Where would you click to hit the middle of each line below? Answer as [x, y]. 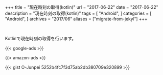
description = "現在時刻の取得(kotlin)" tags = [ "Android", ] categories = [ [78, 13]
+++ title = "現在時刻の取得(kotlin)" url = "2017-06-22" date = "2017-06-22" [82, 7]
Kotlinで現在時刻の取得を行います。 [41, 38]
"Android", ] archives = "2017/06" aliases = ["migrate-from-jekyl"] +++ [76, 19]
